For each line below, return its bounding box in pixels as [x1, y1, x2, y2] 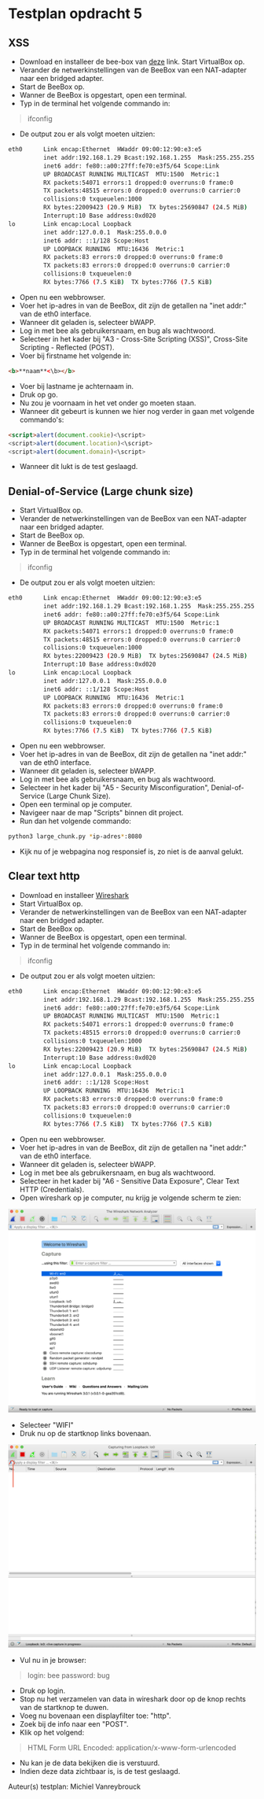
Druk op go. [19, 390, 58, 399]
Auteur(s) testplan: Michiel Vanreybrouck [8, 1782, 141, 1791]
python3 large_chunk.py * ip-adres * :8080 [8, 833, 143, 840]
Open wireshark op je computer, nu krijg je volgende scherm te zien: [19, 1193, 242, 1202]
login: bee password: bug [27, 1671, 110, 1680]
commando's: [19, 415, 64, 424]
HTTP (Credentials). [19, 1184, 85, 1194]
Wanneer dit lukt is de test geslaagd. [19, 462, 138, 471]
